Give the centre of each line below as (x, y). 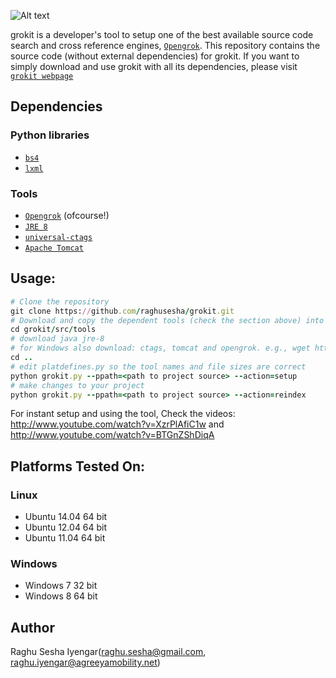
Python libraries (50, 135)
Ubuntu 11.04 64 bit (65, 538)
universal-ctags (58, 237)
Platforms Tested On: (78, 466)
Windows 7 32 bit (61, 586)
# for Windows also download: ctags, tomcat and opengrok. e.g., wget (160, 348)
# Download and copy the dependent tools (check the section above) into (167, 320)
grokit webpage (42, 76)
